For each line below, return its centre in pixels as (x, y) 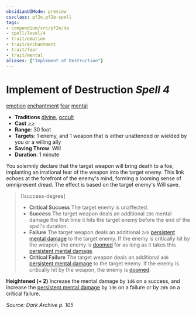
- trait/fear (22, 50)
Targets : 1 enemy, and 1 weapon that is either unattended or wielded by (101, 136)
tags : (13, 22)
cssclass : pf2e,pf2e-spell (39, 17)
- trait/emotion (26, 39)
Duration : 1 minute (37, 155)
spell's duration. (49, 226)
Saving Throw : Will (38, 148)
